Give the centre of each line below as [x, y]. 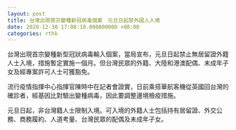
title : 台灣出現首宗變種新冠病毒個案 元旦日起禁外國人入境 [84, 20]
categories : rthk [33, 33]
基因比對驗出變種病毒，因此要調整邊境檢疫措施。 [109, 96]
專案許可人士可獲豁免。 [59, 72]
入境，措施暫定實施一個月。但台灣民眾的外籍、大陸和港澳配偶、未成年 [121, 63]
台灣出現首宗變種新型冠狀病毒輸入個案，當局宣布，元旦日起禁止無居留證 [112, 54]
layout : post [26, 14]
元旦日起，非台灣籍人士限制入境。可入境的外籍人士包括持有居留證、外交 [112, 110]
